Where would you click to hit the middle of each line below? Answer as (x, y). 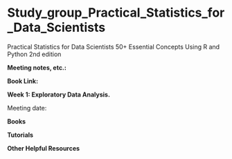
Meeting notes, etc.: (37, 67)
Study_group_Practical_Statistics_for (116, 13)
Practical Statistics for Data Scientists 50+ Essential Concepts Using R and (114, 47)
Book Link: (23, 81)
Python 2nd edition (34, 54)
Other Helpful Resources (44, 148)
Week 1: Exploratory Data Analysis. (59, 94)
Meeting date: (27, 108)
